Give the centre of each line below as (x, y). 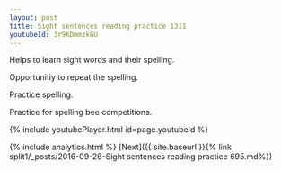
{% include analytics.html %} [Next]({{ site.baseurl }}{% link (120, 147)
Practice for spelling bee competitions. (81, 112)
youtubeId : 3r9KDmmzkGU (54, 34)
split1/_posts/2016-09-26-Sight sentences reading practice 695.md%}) (141, 157)
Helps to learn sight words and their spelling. (92, 60)
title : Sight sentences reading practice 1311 (98, 26)
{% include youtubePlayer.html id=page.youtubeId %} (109, 130)
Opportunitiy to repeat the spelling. (74, 77)
